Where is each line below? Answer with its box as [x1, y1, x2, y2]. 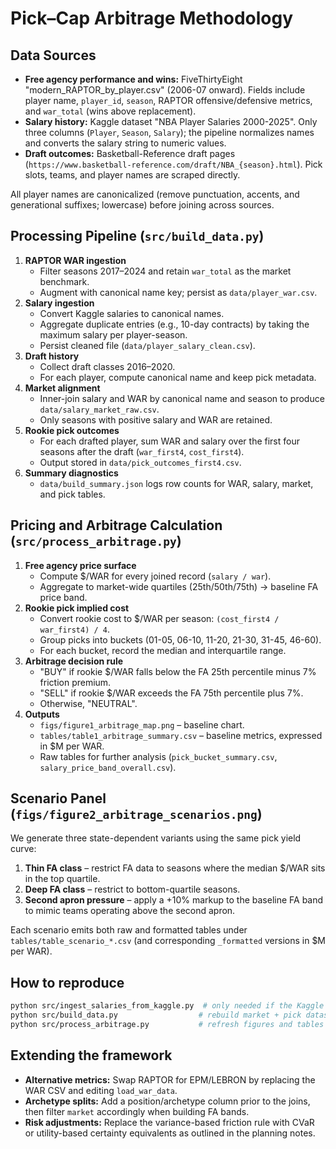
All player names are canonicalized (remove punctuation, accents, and [10, 188, 300, 200]
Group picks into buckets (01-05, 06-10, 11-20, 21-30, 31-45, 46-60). [39, 633, 322, 646]
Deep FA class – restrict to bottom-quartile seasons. [24, 883, 241, 896]
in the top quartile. [24, 873, 101, 885]
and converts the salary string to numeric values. [24, 137, 227, 149]
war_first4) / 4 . [39, 623, 111, 635]
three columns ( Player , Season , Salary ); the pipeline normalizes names [24, 127, 315, 138]
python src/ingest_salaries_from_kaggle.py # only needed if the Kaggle [10, 1001, 325, 1011]
